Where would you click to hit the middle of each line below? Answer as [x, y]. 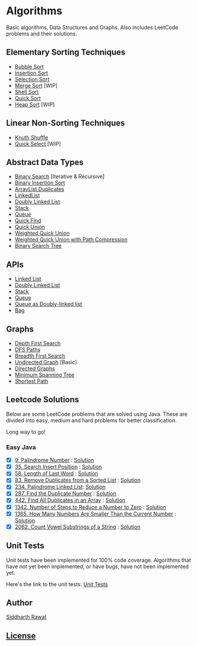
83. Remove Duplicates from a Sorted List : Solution [77, 480]
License [21, 636]
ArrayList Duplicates [39, 189]
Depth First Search [38, 343]
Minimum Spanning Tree [45, 375]
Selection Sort [32, 79]
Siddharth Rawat [26, 617]
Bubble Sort [29, 66]
